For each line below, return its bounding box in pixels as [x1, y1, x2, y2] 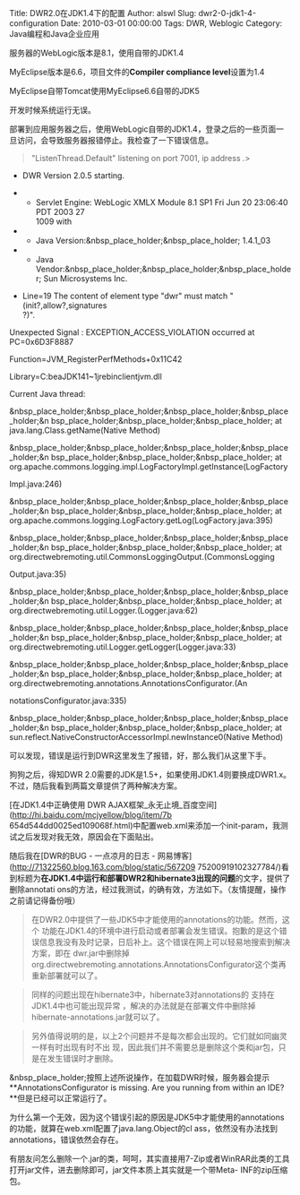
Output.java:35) [9, 569, 67, 580]
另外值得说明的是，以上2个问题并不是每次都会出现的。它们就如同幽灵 [30, 1031, 288, 1041]
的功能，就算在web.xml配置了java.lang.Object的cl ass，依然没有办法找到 [9, 1123, 278, 1133]
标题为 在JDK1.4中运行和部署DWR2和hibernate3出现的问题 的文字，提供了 [16, 873, 291, 883]
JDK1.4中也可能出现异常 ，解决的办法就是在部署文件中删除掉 [30, 1001, 257, 1010]
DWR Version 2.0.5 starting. [21, 170, 125, 181]
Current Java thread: [9, 389, 86, 399]
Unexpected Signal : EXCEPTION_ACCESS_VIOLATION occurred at [9, 327, 255, 338]
